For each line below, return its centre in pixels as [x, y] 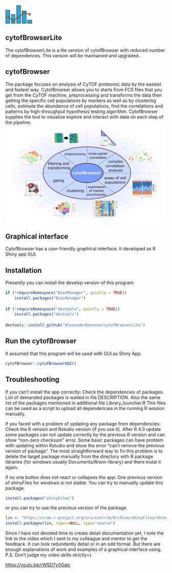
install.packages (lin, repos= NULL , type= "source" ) [60, 523]
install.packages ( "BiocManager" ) [50, 298]
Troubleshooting [33, 380]
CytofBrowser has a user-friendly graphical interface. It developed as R [81, 249]
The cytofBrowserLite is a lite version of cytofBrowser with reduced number [85, 50]
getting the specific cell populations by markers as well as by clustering [81, 101]
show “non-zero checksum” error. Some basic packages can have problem [84, 440]
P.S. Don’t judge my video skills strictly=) [48, 555]
